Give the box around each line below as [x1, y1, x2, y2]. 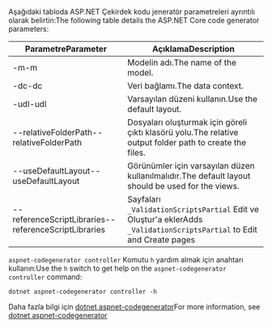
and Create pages [127, 234, 196, 245]
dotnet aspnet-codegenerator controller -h [8, 288, 158, 296]
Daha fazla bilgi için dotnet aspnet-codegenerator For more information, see [8, 302, 261, 311]
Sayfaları [127, 194, 161, 205]
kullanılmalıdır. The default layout [127, 170, 251, 181]
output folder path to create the [127, 137, 247, 148]
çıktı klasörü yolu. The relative [127, 127, 239, 138]
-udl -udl [12, 99, 47, 109]
